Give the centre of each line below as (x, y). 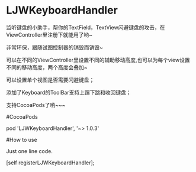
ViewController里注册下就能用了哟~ (49, 35)
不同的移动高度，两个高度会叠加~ (47, 67)
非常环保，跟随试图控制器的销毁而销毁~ (55, 47)
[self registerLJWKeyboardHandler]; (50, 163)
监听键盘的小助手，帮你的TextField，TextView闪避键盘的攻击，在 (86, 27)
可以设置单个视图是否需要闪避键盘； (50, 80)
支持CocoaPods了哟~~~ (36, 105)
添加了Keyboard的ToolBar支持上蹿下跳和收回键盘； (69, 92)
